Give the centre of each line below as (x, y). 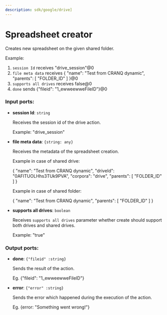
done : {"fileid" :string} (39, 259)
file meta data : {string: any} (43, 142)
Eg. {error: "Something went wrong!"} (51, 307)
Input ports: (20, 102)
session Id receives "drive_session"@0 (53, 67)
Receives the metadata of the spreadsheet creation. (66, 151)
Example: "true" (29, 235)
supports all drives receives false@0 (52, 83)
